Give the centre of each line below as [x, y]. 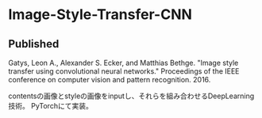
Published [34, 44]
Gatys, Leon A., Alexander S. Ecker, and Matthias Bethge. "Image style [123, 63]
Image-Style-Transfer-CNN [100, 15]
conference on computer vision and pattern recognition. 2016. [110, 80]
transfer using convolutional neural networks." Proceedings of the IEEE [124, 71]
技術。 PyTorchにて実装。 [50, 106]
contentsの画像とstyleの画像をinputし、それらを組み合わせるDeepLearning [131, 96]
